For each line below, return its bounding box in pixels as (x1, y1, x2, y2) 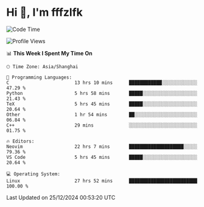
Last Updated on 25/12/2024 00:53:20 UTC (6, 194, 116, 201)
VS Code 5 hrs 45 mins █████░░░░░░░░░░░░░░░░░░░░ (6, 154, 198, 160)
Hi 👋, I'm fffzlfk (6, 5, 83, 19)
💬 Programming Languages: (6, 74, 72, 80)
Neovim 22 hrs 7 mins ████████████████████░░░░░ (6, 143, 198, 150)
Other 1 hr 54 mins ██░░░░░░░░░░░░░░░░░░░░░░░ (6, 111, 198, 118)
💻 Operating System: (6, 170, 61, 177)
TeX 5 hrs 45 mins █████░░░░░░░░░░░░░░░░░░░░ (6, 100, 198, 107)
